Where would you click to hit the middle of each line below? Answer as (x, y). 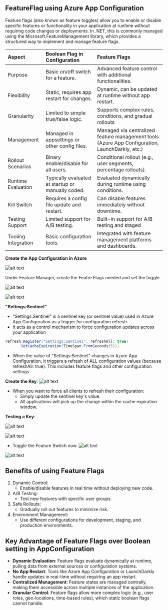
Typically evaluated (68, 178)
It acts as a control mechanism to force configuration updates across (83, 327)
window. (28, 407)
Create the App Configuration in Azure (46, 258)
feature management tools (128, 136)
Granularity (21, 116)
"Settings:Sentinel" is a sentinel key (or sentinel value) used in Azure (83, 316)
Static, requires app (68, 92)
